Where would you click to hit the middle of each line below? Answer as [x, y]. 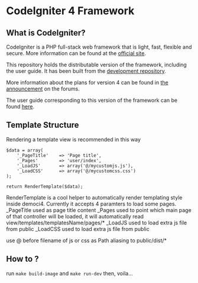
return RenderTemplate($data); [45, 186]
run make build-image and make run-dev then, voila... [69, 273]
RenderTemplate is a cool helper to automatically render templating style [94, 197]
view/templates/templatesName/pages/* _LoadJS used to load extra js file [97, 223]
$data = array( [25, 150]
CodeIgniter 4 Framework [70, 11]
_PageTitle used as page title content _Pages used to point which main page [99, 210]
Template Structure [43, 125]
